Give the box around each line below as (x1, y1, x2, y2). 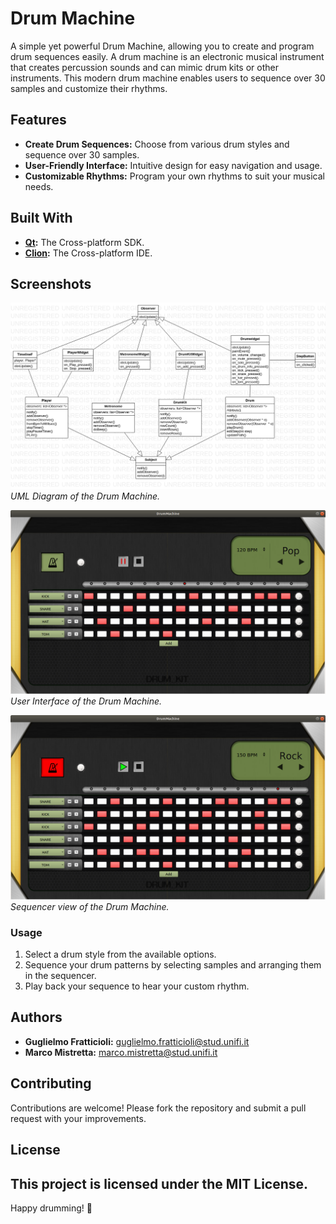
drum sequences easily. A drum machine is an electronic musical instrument (10, 50, 325, 62)
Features (10, 112, 67, 129)
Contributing (10, 1075, 92, 1092)
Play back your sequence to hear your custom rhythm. (24, 980, 250, 992)
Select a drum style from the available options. (24, 948, 217, 961)
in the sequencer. (24, 970, 97, 982)
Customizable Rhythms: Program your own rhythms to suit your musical (24, 170, 325, 182)
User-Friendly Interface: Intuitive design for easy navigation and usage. (24, 159, 323, 171)
